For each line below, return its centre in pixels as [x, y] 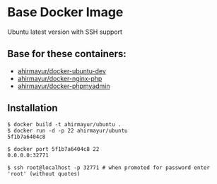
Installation [33, 108]
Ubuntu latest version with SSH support [65, 32]
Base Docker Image [65, 12]
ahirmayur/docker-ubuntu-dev [61, 70]
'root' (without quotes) [44, 173]
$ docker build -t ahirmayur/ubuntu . [64, 124]
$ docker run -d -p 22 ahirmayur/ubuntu [68, 130]
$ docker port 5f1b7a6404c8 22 [53, 149]
